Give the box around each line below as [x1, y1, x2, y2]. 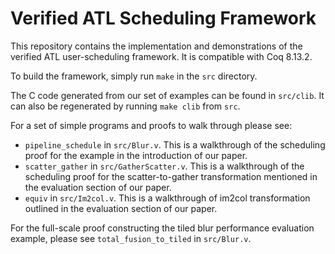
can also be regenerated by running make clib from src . [10, 100, 241, 112]
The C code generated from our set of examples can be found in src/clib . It [10, 89, 325, 101]
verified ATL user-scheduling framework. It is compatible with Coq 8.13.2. [10, 50, 313, 62]
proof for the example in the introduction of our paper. [24, 149, 248, 161]
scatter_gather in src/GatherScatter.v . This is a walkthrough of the [24, 160, 305, 172]
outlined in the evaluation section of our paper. [24, 202, 218, 214]
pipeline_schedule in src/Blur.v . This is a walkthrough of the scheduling [24, 138, 326, 151]
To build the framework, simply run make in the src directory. [10, 70, 258, 82]
